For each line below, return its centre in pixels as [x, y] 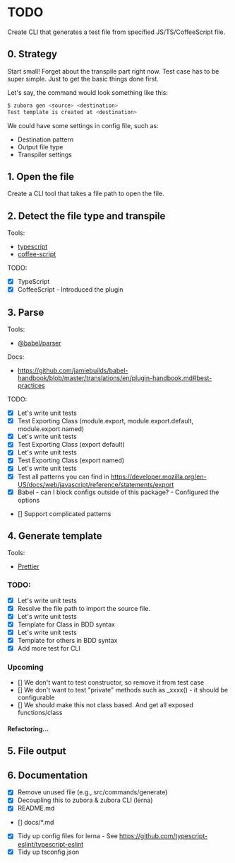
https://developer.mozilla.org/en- [158, 476]
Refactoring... [28, 729]
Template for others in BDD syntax [67, 641]
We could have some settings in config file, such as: [83, 125]
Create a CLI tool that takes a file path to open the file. [86, 194]
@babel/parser [39, 343]
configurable [36, 697]
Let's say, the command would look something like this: [88, 92]
